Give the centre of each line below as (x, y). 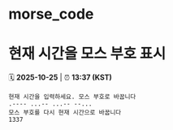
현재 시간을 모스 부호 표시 (87, 54)
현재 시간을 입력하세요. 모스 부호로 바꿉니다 (72, 97)
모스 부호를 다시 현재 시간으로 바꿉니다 (65, 113)
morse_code (51, 14)
